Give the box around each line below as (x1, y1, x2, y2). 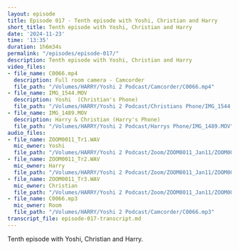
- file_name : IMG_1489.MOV (7, 109, 87, 116)
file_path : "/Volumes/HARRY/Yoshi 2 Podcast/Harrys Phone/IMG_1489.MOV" (14, 122, 234, 130)
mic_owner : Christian (14, 182, 78, 189)
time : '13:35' (7, 37, 50, 44)
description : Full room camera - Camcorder (14, 76, 144, 84)
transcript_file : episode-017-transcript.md (7, 215, 142, 222)
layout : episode (7, 10, 55, 18)
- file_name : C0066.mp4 (7, 70, 78, 77)
